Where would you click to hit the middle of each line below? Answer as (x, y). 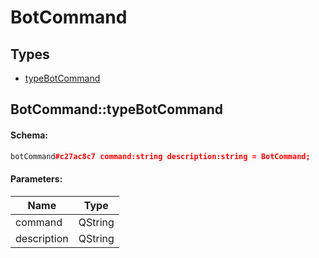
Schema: (29, 135)
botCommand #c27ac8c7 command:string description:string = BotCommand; (160, 156)
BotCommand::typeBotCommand (116, 109)
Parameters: (36, 179)
